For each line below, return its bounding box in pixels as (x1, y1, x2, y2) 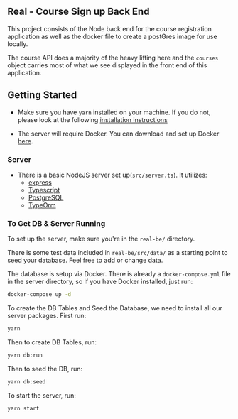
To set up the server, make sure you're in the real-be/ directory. (7, 234, 195, 244)
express (28, 178, 52, 187)
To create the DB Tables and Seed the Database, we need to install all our (7, 304, 222, 312)
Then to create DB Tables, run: (7, 337, 97, 347)
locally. (7, 39, 28, 48)
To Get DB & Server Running (7, 218, 106, 228)
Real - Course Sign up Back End (7, 6, 150, 18)
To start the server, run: (7, 391, 77, 400)
